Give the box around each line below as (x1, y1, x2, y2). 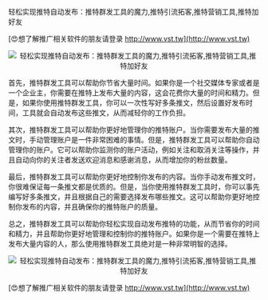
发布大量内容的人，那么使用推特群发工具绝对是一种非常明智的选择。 (8, 239, 232, 248)
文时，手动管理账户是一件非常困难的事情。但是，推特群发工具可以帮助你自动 (8, 135, 260, 144)
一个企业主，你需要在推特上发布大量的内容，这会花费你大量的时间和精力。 (8, 88, 253, 98)
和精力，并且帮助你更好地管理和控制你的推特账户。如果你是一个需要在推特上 (8, 229, 260, 238)
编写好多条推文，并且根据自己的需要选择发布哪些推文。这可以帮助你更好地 (8, 192, 253, 202)
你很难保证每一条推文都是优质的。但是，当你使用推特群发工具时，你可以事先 (8, 182, 260, 191)
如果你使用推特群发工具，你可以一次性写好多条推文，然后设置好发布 (22, 98, 246, 107)
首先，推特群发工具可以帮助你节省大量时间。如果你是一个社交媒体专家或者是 (8, 78, 260, 87)
